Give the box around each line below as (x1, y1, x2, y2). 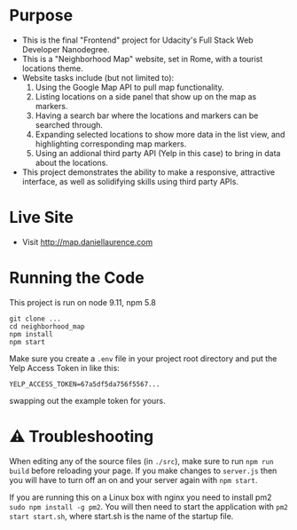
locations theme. (21, 63, 84, 74)
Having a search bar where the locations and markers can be (35, 110, 259, 121)
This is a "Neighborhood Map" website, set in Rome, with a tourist (21, 53, 263, 64)
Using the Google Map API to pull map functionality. (35, 82, 224, 92)
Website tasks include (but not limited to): (21, 72, 175, 83)
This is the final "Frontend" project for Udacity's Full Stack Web (21, 35, 254, 45)
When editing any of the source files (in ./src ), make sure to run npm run (9, 455, 274, 466)
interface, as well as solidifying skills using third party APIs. (21, 176, 239, 186)
